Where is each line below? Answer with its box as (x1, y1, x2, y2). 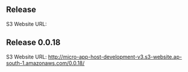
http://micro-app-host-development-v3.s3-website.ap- (48, 53, 182, 60)
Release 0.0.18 (6, 38, 61, 48)
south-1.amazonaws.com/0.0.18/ (6, 59, 85, 67)
